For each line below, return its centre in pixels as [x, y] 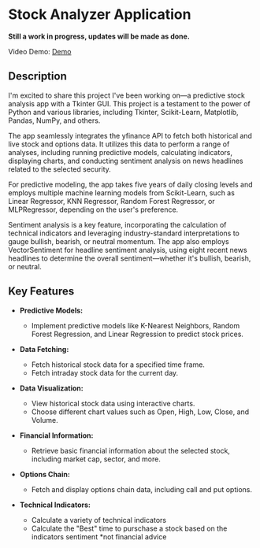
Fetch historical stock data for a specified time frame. [118, 365]
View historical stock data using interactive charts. [113, 403]
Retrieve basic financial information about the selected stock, [131, 450]
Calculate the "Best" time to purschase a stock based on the [129, 528]
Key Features [41, 292]
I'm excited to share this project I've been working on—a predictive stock [127, 95]
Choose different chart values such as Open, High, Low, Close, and [140, 412]
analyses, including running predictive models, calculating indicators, [120, 152]
